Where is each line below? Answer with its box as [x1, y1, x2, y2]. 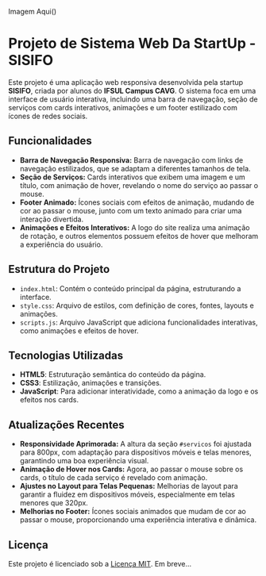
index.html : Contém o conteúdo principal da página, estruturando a [19, 283, 241, 293]
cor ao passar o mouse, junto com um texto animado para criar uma [19, 205, 242, 215]
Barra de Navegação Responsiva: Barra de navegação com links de [19, 155, 244, 165]
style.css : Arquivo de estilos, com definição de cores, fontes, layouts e [19, 301, 254, 310]
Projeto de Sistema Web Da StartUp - [8, 35, 256, 52]
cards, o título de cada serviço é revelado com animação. [19, 473, 208, 482]
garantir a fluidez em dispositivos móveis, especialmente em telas [19, 490, 236, 499]
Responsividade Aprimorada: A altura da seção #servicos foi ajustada [19, 440, 252, 449]
